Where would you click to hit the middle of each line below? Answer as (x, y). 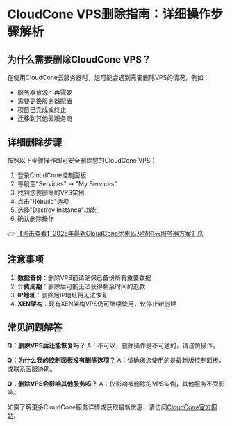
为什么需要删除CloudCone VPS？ (79, 59)
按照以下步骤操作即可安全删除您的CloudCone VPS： (82, 160)
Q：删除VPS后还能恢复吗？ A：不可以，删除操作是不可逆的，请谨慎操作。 (113, 345)
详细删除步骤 (35, 142)
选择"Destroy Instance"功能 (57, 210)
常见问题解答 (35, 328)
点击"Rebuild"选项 (43, 201)
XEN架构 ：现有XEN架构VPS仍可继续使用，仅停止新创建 (97, 304)
